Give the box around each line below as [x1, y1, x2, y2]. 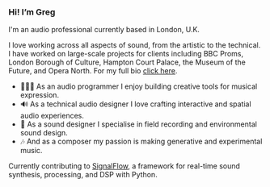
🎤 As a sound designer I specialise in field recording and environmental [19, 119, 257, 129]
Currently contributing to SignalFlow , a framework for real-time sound [8, 161, 241, 171]
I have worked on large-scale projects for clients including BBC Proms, [8, 49, 244, 59]
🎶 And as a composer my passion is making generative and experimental [19, 136, 263, 147]
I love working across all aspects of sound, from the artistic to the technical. [8, 40, 261, 50]
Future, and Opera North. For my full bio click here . [8, 66, 178, 76]
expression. [19, 90, 59, 100]
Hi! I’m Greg [8, 6, 56, 18]
